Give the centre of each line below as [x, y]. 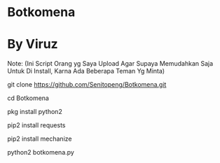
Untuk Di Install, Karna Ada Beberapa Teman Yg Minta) [86, 71]
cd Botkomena [28, 98]
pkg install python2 [35, 112]
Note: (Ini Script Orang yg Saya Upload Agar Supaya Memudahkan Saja [110, 64]
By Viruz [33, 44]
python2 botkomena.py [41, 153]
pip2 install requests [36, 125]
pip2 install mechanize [40, 139]
